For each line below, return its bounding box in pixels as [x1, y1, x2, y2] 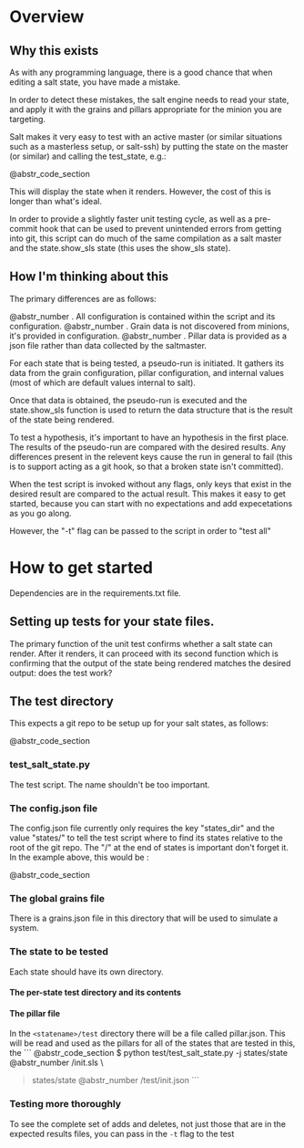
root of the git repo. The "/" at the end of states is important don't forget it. [9, 841, 289, 852]
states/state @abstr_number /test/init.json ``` [31, 1075, 200, 1086]
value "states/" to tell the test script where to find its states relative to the [9, 832, 284, 843]
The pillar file [9, 1007, 61, 1018]
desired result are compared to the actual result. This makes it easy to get [9, 488, 287, 499]
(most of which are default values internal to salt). [9, 377, 196, 388]
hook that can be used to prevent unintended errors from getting [39, 224, 282, 234]
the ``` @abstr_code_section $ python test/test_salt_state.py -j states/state [9, 1048, 289, 1059]
